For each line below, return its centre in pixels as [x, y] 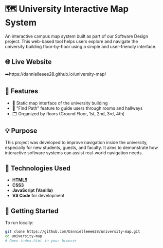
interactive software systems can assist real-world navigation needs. [74, 153]
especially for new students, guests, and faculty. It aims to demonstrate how [81, 148]
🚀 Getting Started [32, 211]
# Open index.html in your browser [41, 241]
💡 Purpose [21, 131]
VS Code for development [38, 196]
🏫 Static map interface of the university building [60, 103]
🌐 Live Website [28, 62]
